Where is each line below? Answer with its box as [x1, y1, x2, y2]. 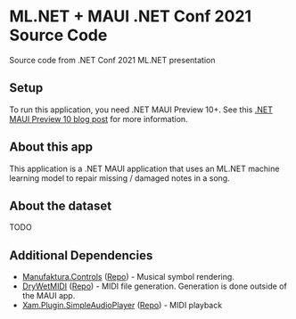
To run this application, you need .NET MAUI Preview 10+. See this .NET [9, 104, 274, 115]
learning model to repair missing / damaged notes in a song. [9, 172, 230, 184]
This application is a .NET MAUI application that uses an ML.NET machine [9, 163, 280, 174]
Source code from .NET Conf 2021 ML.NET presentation [9, 54, 216, 65]
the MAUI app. [21, 290, 76, 301]
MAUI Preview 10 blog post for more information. [9, 113, 189, 124]
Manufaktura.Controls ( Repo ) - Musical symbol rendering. [21, 272, 234, 282]
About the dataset [9, 198, 112, 213]
